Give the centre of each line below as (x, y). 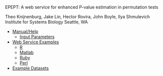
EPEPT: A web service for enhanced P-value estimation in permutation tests (82, 7)
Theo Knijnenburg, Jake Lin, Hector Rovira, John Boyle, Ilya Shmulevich (78, 17)
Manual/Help (25, 31)
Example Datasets (30, 68)
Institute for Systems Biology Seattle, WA (47, 22)
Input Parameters (37, 37)
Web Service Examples (36, 42)
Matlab (27, 52)
